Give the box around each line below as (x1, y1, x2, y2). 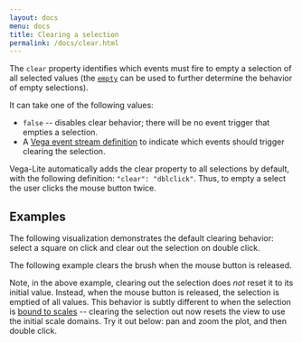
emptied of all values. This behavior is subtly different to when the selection (9, 297, 292, 308)
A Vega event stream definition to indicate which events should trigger (22, 136, 285, 147)
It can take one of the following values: (9, 100, 154, 111)
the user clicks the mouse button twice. (9, 182, 156, 194)
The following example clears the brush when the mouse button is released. (9, 260, 292, 271)
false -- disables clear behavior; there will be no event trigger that (22, 117, 270, 128)
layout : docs (9, 13, 59, 23)
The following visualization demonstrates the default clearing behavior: (9, 233, 274, 244)
